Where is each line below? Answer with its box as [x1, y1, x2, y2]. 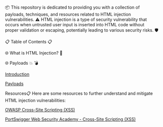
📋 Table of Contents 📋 [5, 39, 53, 44]
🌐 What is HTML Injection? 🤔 [5, 50, 63, 55]
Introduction [5, 72, 30, 77]
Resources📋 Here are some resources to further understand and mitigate [5, 91, 153, 96]
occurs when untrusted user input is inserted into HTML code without [5, 22, 145, 27]
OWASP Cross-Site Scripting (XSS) [5, 107, 75, 112]
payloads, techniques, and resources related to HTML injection [5, 12, 131, 17]
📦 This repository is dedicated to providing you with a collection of [5, 4, 140, 10]
